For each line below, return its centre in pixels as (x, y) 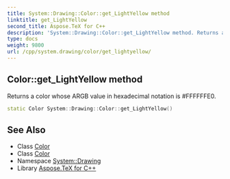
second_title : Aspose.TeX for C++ (56, 26)
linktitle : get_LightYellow (47, 20)
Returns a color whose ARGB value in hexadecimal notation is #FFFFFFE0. (112, 96)
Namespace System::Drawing (59, 161)
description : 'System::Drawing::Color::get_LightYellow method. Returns (113, 33)
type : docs (23, 39)
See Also (26, 130)
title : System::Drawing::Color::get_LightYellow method (88, 13)
